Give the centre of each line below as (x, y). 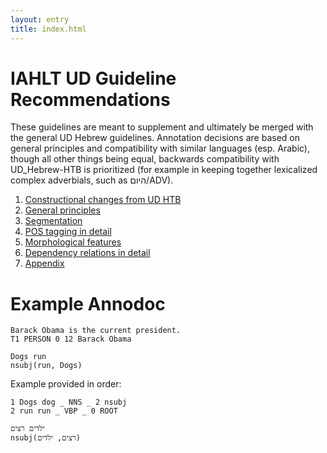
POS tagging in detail (68, 232)
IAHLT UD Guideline (93, 78)
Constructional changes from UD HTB (103, 200)
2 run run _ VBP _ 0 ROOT (64, 411)
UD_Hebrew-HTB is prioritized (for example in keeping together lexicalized (164, 170)
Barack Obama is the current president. (96, 331)
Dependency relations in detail (87, 253)
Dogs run (28, 357)
